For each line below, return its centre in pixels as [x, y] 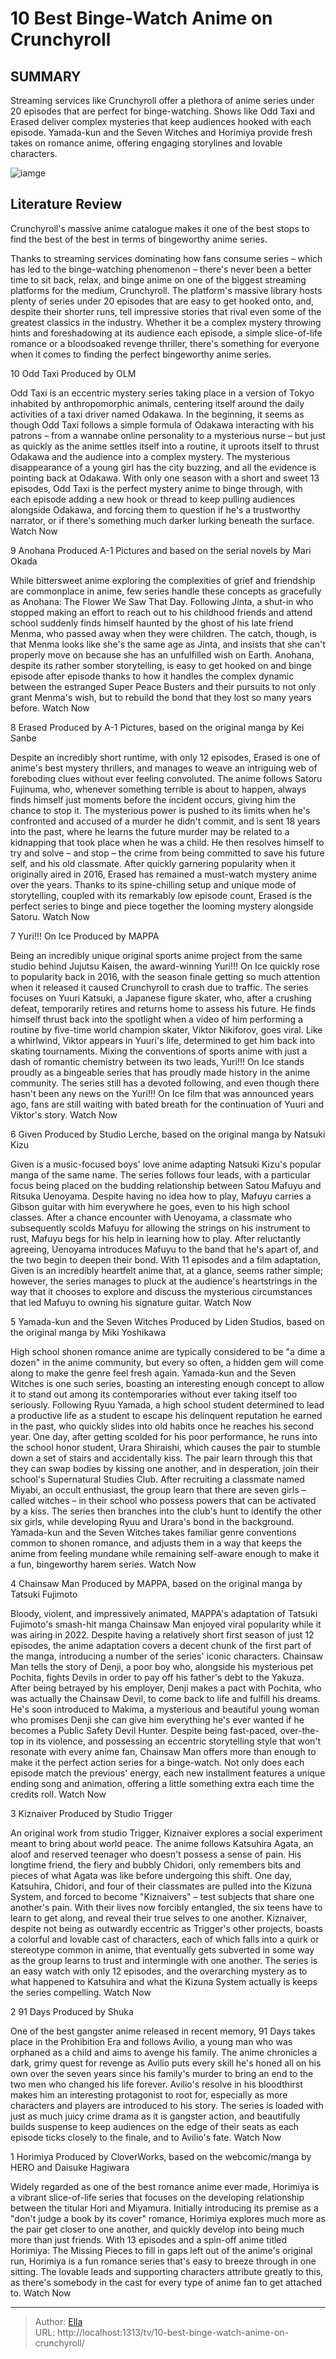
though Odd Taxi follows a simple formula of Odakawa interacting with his [162, 424]
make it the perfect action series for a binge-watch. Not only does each [157, 1762]
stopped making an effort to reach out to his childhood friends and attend [161, 612]
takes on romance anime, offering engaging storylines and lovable [146, 143]
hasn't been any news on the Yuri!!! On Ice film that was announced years [162, 1093]
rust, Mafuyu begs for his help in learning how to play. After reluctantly [156, 1238]
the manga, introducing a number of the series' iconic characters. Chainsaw [167, 1656]
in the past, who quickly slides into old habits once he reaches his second [162, 1426]
